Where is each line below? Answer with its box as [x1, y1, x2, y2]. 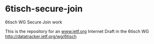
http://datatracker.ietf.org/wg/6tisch [5, 33, 77, 39]
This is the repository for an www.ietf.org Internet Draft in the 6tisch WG [5, 28, 149, 34]
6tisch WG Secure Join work [5, 19, 62, 25]
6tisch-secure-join [5, 3, 83, 14]
